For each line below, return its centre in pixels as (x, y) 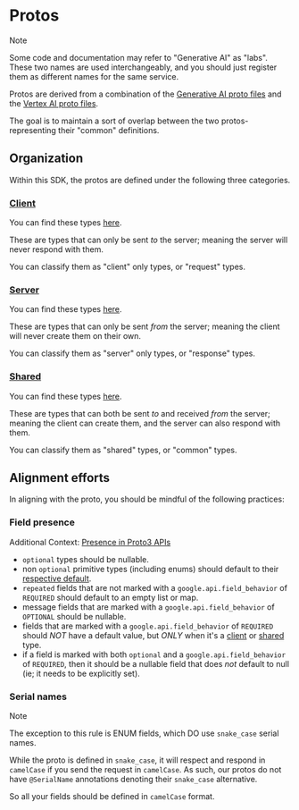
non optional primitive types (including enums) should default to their (150, 569)
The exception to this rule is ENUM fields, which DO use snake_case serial (144, 733)
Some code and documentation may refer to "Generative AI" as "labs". (138, 57)
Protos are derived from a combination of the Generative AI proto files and (145, 94)
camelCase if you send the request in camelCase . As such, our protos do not (145, 770)
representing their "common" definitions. (84, 130)
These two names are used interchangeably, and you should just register (143, 67)
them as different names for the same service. (94, 76)
